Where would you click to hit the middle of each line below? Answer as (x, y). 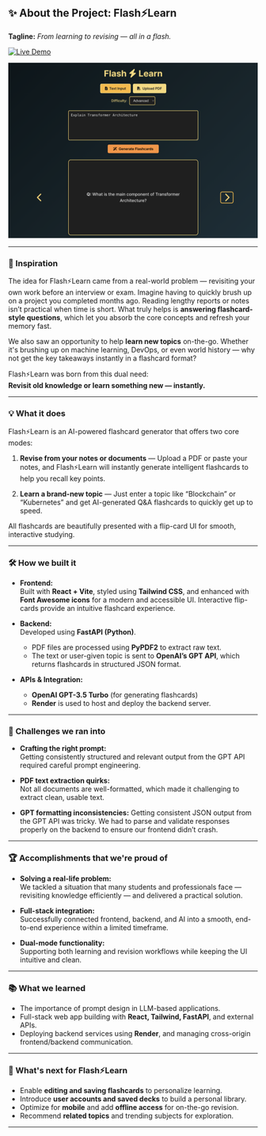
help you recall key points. (62, 478)
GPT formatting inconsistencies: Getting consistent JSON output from (135, 813)
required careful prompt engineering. (80, 765)
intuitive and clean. (50, 959)
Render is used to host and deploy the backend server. (121, 703)
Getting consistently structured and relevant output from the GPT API (132, 757)
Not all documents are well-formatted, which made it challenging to (129, 789)
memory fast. (30, 326)
